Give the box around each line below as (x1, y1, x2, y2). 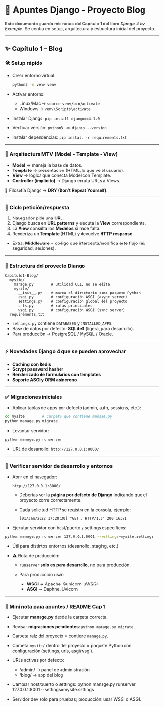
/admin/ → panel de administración (19, 667, 90, 673)
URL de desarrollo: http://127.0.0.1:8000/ (12, 446, 99, 452)
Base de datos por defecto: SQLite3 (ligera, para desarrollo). (12, 326, 134, 332)
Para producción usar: (19, 571, 64, 577)
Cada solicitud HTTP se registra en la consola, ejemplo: (19, 507, 131, 512)
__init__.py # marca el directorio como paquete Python (18, 291, 141, 295)
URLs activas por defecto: (12, 658, 64, 663)
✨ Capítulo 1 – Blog (5, 45, 63, 53)
